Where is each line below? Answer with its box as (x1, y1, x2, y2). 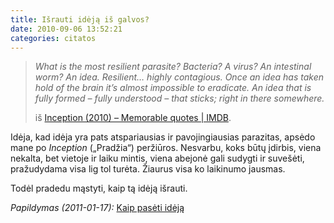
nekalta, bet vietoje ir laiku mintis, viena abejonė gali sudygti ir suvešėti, (10, 152, 305, 165)
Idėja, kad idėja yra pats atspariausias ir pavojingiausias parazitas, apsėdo (10, 131, 316, 143)
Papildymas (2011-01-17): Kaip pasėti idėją (10, 202, 185, 214)
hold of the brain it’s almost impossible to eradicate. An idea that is (34, 82, 312, 94)
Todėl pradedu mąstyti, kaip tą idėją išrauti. (10, 182, 188, 195)
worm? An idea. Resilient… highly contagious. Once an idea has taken (34, 71, 324, 83)
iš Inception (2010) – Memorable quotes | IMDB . (34, 112, 232, 124)
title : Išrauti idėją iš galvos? (10, 14, 150, 25)
